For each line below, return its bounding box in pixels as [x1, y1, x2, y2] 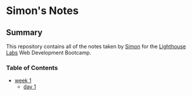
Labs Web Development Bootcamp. [6, 49, 92, 56]
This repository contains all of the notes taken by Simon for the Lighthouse [6, 43, 186, 50]
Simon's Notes [6, 4, 79, 18]
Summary [6, 28, 43, 37]
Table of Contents [6, 63, 59, 71]
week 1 [14, 77, 32, 84]
